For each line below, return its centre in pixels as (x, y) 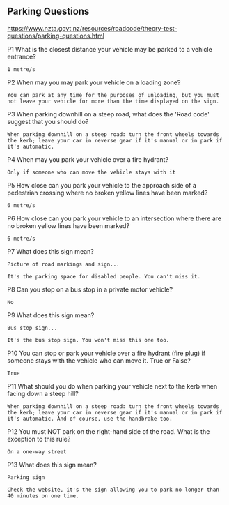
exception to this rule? (39, 439)
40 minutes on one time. (43, 496)
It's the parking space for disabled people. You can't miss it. (104, 276)
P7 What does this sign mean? (50, 251)
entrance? (22, 56)
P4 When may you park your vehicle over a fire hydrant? (88, 159)
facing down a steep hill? (43, 393)
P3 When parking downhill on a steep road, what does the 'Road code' (109, 114)
